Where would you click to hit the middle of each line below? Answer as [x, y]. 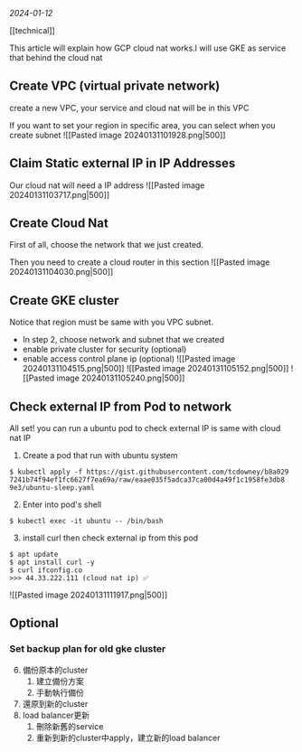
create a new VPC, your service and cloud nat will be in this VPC [129, 108]
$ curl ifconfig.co [46, 570]
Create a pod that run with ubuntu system [100, 456]
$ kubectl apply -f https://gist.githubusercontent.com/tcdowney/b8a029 [149, 472]
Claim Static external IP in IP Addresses [123, 163]
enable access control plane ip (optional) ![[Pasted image [129, 359]
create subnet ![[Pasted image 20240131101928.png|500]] [118, 135]
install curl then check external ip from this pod [110, 538]
